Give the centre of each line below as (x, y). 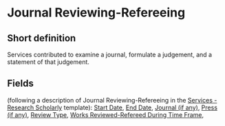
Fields (21, 84)
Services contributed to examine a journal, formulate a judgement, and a (109, 54)
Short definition (42, 38)
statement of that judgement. (48, 62)
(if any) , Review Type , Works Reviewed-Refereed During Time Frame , (106, 114)
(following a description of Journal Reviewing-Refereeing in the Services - (112, 100)
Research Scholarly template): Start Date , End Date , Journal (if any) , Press (112, 107)
